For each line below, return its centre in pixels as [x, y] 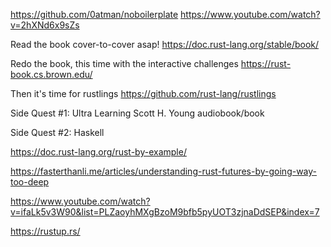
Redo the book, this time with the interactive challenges [124, 63]
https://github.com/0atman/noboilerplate [94, 14]
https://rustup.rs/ [45, 231]
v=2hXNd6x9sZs [45, 25]
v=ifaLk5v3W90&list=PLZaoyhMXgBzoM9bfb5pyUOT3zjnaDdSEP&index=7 [165, 212]
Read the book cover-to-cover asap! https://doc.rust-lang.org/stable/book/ [165, 44]
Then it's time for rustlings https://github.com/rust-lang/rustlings [143, 93]
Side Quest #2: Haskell [57, 132]
